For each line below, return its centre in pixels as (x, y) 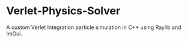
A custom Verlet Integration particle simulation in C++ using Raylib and (94, 27)
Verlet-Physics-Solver (63, 11)
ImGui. (14, 33)
